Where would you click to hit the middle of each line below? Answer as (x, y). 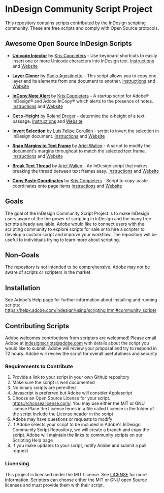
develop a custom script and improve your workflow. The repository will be (81, 234)
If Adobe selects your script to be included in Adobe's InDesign (76, 425)
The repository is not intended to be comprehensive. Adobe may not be (78, 267)
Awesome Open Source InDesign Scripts (68, 44)
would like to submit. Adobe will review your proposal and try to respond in (81, 348)
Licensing (17, 464)
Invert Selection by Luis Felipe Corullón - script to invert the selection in (85, 131)
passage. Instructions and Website (47, 121)
